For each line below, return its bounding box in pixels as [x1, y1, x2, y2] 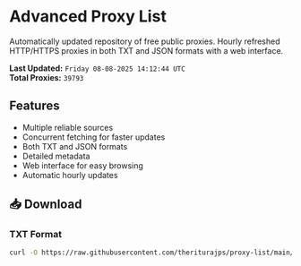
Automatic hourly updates [21, 169, 118, 180]
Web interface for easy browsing [21, 159, 143, 171]
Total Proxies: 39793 [9, 72, 84, 82]
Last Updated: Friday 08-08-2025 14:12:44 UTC [9, 63, 185, 73]
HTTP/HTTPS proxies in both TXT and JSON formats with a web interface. [9, 45, 284, 56]
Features [9, 99, 60, 114]
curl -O [9, 248, 39, 257]
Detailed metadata [21, 150, 90, 161]
